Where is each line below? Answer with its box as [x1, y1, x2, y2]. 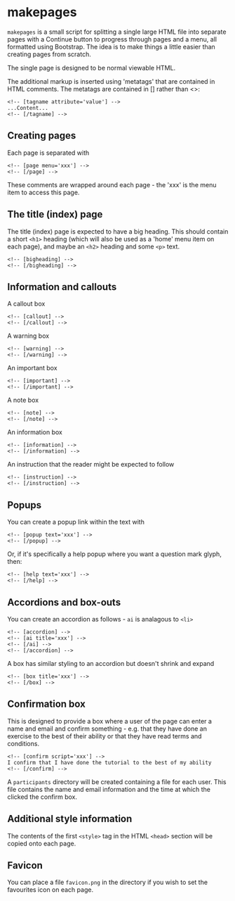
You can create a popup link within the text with [7, 518, 145, 527]
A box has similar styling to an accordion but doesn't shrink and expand [7, 660, 215, 667]
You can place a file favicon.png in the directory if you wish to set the [7, 878, 208, 887]
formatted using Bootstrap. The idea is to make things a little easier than [7, 42, 215, 51]
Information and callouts [7, 281, 117, 293]
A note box [7, 396, 39, 405]
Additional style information [7, 813, 133, 825]
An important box [7, 364, 58, 372]
